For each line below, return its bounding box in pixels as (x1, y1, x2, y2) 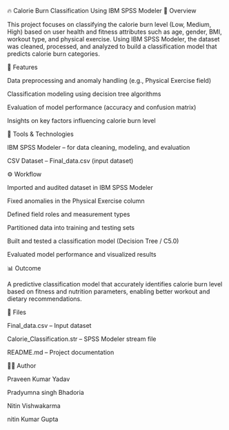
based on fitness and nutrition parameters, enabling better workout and (7, 287, 210, 295)
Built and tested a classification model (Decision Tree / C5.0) (7, 237, 179, 245)
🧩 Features (7, 63, 38, 71)
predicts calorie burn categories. (7, 50, 100, 58)
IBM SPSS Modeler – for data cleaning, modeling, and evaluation (7, 144, 190, 151)
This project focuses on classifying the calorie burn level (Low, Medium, (7, 21, 212, 28)
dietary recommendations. (7, 295, 82, 303)
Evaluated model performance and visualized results (7, 251, 157, 258)
